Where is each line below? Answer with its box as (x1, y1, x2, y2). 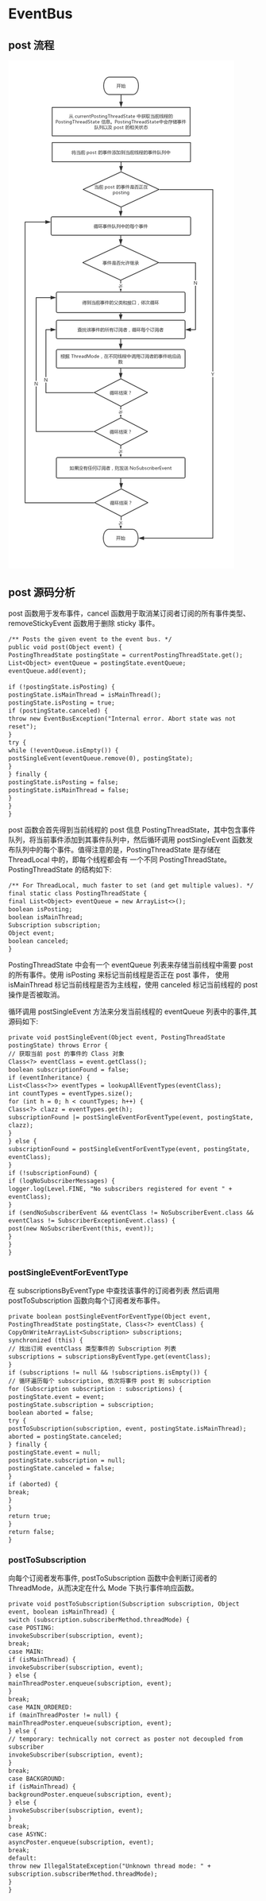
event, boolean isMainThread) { (8, 1608, 115, 1617)
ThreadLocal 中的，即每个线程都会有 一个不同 (8, 855, 158, 864)
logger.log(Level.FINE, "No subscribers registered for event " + (8, 1184, 233, 1192)
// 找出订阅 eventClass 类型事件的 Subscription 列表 (8, 1345, 177, 1353)
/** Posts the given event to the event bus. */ (8, 635, 172, 643)
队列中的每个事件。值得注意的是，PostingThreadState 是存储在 (14, 844, 221, 854)
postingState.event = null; (8, 1449, 102, 1457)
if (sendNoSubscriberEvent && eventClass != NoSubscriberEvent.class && (8, 1208, 254, 1216)
